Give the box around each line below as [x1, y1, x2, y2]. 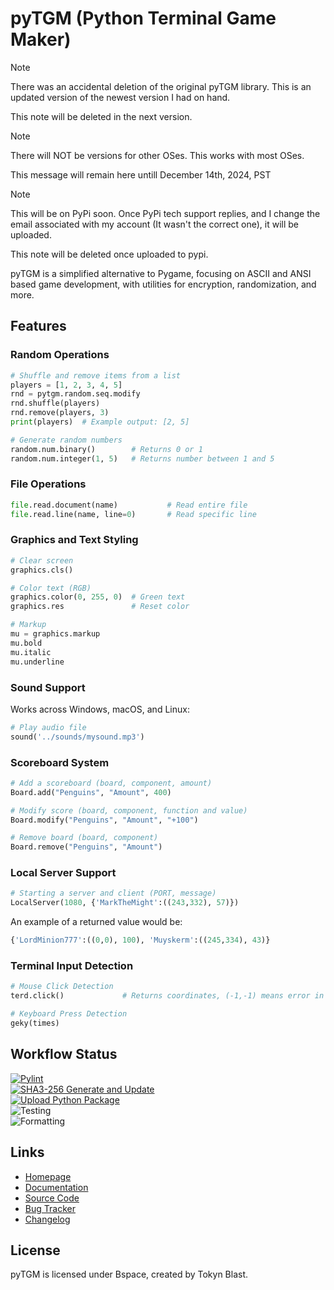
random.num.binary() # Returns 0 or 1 [10, 444, 203, 454]
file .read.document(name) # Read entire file [10, 500, 248, 510]
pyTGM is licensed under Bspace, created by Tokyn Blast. [10, 1268, 249, 1281]
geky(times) [10, 1018, 60, 1029]
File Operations [10, 477, 87, 491]
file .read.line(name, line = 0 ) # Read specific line [10, 509, 257, 519]
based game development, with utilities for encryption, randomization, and [10, 278, 317, 290]
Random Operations [10, 348, 110, 362]
